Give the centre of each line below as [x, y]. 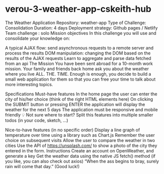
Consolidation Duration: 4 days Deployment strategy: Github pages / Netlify [82, 28]
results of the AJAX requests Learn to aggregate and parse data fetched [78, 58]
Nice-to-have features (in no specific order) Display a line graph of [72, 130]
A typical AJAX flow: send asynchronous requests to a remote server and [79, 48]
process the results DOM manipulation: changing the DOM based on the [78, 53]
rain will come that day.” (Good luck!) [42, 166]
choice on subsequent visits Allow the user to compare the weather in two [80, 140]
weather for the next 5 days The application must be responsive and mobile [82, 110]
